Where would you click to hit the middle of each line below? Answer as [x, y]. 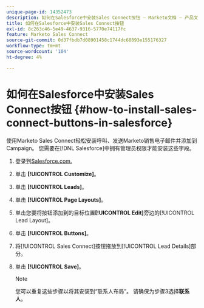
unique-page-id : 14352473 [39, 12]
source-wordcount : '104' [38, 52]
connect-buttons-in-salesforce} [90, 123]
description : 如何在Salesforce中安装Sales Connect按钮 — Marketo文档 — [94, 18]
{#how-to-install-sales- [135, 109]
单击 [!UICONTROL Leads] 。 [51, 187]
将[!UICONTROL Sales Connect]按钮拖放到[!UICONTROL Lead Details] [103, 246]
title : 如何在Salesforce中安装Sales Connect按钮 [65, 23]
